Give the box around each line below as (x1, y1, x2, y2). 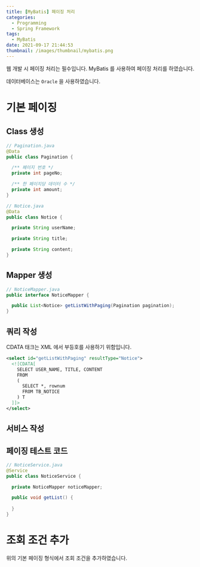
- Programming (11, 20, 47, 26)
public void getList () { (11, 495, 73, 501)
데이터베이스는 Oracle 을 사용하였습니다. (6, 77, 101, 84)
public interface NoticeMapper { (6, 292, 90, 298)
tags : (6, 31, 20, 37)
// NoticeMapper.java (6, 286, 60, 292)
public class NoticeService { (6, 473, 82, 479)
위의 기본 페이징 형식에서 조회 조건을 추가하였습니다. (6, 554, 127, 562)
